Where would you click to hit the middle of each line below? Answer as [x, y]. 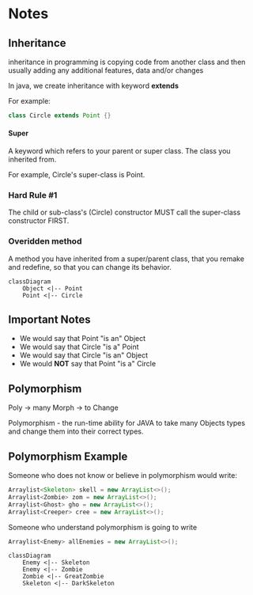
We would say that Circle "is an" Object [84, 355]
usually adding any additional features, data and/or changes [106, 70]
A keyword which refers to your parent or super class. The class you [119, 151]
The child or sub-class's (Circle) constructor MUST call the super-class [125, 212]
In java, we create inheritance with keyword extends [94, 85]
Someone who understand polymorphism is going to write [103, 527]
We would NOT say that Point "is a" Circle [88, 364]
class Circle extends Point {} [60, 116]
